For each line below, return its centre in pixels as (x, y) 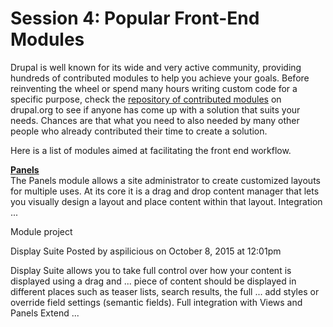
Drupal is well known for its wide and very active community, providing (156, 67)
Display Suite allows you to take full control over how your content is (151, 270)
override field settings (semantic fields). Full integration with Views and (156, 302)
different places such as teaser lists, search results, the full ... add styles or (165, 291)
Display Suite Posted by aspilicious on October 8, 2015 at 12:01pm (146, 251)
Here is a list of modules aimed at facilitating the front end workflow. (151, 150)
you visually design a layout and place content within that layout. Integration (166, 201)
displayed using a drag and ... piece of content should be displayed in (153, 281)
